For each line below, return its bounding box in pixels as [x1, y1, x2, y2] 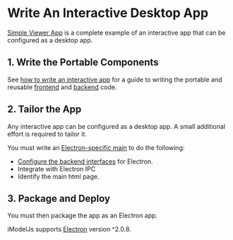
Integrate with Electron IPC [17, 164, 96, 173]
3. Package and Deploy [7, 193, 111, 205]
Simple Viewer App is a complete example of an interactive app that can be [7, 28, 226, 37]
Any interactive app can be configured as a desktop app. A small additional [7, 122, 226, 130]
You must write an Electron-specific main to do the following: [7, 143, 185, 152]
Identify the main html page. [17, 172, 100, 181]
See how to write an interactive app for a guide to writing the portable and [7, 75, 222, 84]
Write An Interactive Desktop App [7, 5, 209, 21]
